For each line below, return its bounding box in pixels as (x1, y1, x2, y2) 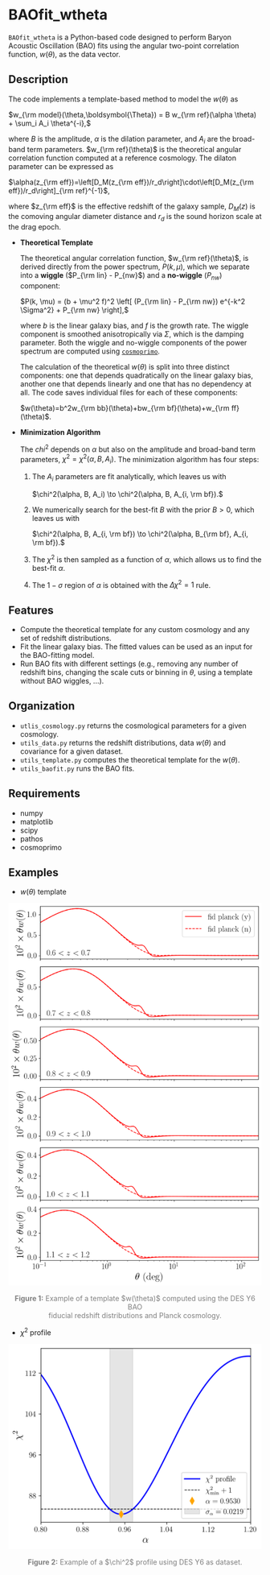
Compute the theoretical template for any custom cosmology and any (19, 624, 251, 634)
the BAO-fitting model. (19, 650, 95, 659)
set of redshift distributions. (19, 633, 112, 643)
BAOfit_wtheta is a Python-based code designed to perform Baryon (8, 32, 231, 42)
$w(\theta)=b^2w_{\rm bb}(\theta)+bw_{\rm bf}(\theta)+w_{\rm (19, 403, 230, 412)
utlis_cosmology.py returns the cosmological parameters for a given (19, 721, 247, 730)
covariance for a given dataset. (19, 746, 123, 756)
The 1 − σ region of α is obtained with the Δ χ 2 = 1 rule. (31, 578, 211, 589)
